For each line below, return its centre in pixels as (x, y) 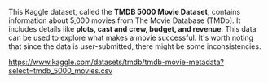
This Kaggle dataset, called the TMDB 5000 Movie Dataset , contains (125, 12)
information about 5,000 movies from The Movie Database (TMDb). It (125, 20)
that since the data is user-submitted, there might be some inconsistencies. (135, 46)
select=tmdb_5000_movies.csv (61, 71)
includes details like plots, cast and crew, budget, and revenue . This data (132, 29)
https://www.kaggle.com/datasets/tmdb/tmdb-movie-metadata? (116, 62)
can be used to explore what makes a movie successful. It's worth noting (131, 37)
